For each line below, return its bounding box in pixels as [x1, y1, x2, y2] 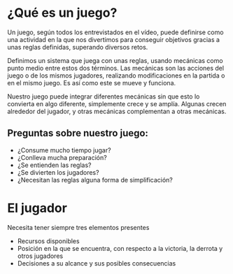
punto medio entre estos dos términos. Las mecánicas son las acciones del [7, 64, 225, 72]
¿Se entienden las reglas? [17, 161, 92, 169]
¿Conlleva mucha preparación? [17, 153, 107, 161]
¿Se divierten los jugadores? [17, 168, 99, 176]
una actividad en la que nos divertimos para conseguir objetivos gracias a [7, 35, 220, 43]
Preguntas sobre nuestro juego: [7, 127, 149, 139]
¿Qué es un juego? [7, 5, 118, 21]
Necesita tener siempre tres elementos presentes [7, 223, 150, 231]
